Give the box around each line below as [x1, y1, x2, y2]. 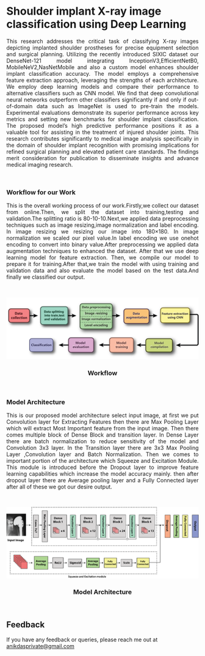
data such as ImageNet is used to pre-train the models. [36, 102, 199, 109]
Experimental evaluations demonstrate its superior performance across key [6, 109, 199, 116]
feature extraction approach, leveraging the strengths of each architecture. [6, 76, 199, 84]
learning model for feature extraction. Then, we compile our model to [6, 254, 199, 261]
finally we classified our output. [6, 273, 85, 281]
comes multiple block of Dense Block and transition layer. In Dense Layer [6, 431, 199, 438]
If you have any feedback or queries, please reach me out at [6, 636, 158, 643]
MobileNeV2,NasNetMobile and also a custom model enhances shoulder [6, 63, 199, 71]
